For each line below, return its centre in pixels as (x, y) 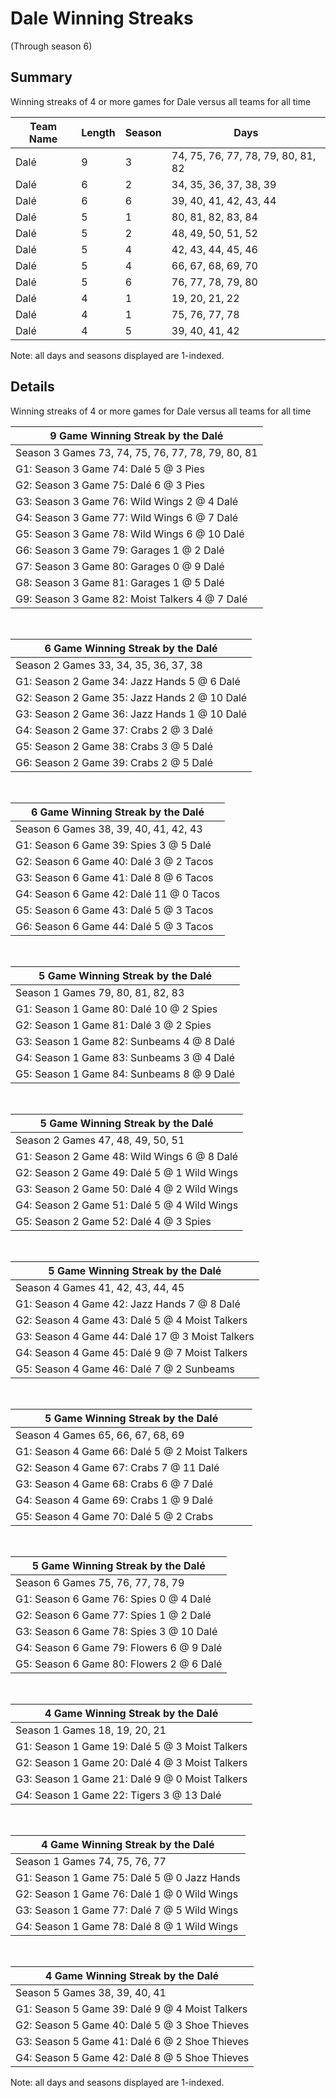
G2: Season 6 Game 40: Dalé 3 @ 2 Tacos (114, 861)
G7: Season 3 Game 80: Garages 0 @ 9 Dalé (120, 566)
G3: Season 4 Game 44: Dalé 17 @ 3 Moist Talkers (135, 1336)
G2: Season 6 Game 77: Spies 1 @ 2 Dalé (113, 1615)
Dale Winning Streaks (102, 18)
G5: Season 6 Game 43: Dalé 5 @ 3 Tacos (114, 910)
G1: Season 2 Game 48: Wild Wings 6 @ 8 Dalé (127, 1156)
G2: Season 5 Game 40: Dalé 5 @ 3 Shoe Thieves (132, 2025)
